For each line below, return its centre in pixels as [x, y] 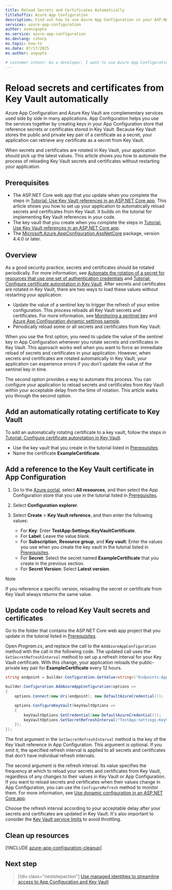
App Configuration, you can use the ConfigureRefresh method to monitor [82, 788]
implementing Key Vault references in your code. [64, 217]
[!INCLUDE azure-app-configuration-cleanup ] [54, 848]
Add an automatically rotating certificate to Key [83, 412]
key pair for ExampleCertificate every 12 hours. [72, 668]
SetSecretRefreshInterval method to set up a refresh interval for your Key [83, 657]
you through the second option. [38, 395]
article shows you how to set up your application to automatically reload [89, 206]
